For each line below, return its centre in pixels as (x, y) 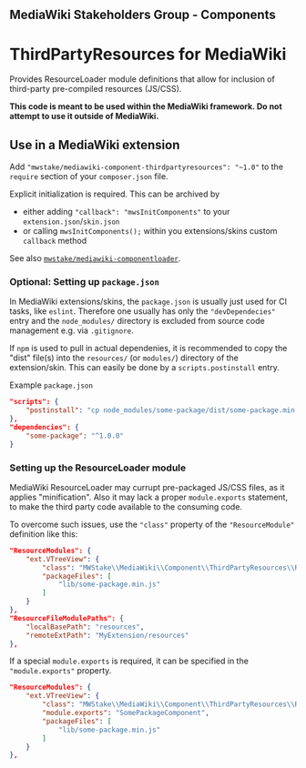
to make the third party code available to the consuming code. (126, 506)
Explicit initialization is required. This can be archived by (115, 194)
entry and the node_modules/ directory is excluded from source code (138, 321)
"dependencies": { (44, 428)
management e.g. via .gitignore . (71, 330)
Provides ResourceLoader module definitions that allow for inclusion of (142, 79)
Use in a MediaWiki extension (95, 145)
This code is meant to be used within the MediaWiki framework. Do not (146, 106)
